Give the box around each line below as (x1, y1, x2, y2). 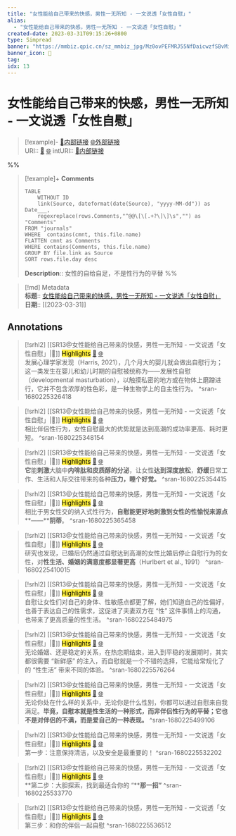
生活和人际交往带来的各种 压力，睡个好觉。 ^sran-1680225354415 (37, 475, 227, 484)
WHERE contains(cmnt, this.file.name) (24, 230, 142, 238)
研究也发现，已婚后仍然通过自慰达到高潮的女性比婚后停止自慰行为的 (24, 549, 222, 558)
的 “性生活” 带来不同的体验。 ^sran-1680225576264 (24, 665, 176, 674)
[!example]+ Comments (24, 174, 95, 183)
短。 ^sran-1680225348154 (24, 434, 105, 442)
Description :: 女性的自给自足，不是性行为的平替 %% (24, 269, 178, 277)
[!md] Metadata (24, 283, 70, 291)
